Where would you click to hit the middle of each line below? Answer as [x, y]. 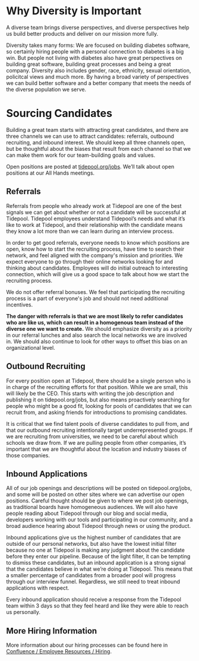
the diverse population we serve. [46, 89]
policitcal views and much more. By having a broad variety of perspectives [97, 77]
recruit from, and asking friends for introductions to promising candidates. [97, 412]
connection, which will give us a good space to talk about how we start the [97, 274]
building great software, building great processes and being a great [89, 64]
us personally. [23, 612]
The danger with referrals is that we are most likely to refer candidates [95, 316]
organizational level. [31, 347]
